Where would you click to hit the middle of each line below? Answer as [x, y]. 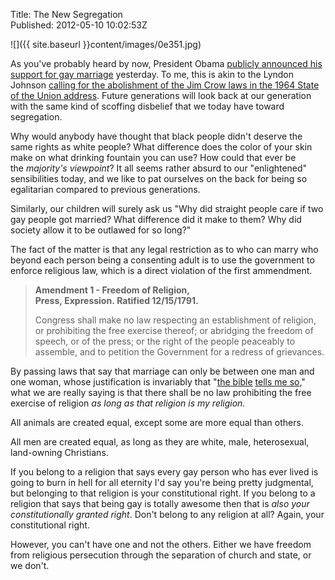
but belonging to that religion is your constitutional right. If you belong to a [163, 493]
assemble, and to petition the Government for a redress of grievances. [179, 352]
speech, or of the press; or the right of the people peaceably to [165, 341]
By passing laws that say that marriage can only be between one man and [162, 371]
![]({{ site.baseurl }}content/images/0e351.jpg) [106, 44]
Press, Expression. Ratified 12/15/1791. [116, 300]
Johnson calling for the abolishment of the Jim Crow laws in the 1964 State [165, 85]
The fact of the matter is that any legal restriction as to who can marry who [164, 249]
